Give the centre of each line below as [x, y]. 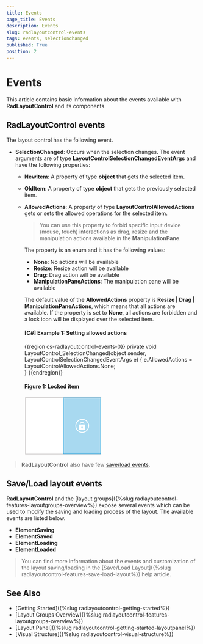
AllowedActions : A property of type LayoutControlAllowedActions [109, 207]
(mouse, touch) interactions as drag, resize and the [104, 232]
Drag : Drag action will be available [77, 274]
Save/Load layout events [54, 484]
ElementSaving [35, 530]
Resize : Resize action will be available [81, 268]
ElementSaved [34, 536]
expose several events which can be [144, 505]
